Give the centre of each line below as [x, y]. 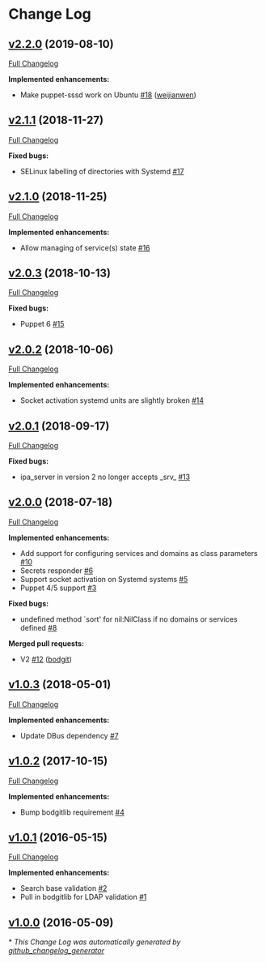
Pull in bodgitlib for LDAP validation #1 [83, 897]
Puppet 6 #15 [42, 324]
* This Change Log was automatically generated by [95, 942]
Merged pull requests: [46, 643]
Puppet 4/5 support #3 [58, 588]
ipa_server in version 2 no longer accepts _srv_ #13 [105, 477]
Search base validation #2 [63, 888]
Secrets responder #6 [57, 570]
